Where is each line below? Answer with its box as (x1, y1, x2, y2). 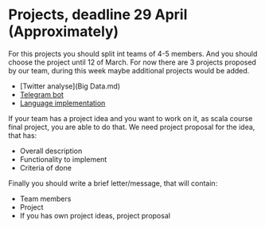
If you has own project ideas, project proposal (19, 210, 171, 220)
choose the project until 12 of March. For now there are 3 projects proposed (8, 57, 257, 67)
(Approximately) (8, 22, 119, 41)
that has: (8, 130, 37, 140)
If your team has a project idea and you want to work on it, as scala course (8, 113, 253, 123)
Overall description (19, 146, 83, 155)
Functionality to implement (19, 154, 107, 164)
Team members (19, 194, 72, 203)
